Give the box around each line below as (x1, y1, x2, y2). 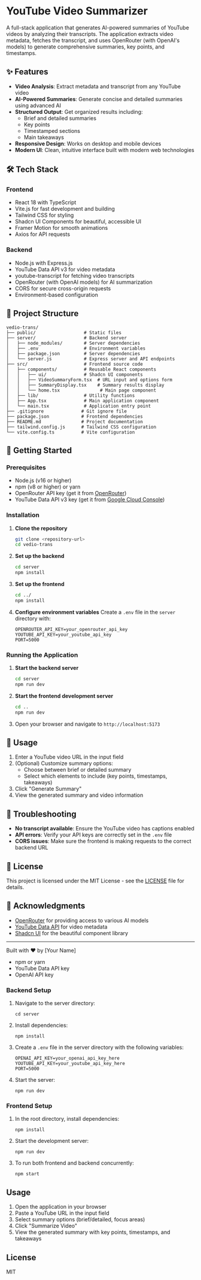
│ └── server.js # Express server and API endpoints (6, 356, 175, 362)
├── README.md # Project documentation (6, 418, 144, 424)
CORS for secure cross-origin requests (14, 284, 111, 292)
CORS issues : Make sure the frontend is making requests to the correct (14, 838, 191, 845)
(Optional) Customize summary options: (14, 760, 114, 767)
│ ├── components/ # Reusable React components (6, 366, 157, 372)
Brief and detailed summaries (23, 114, 97, 122)
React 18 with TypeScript (14, 199, 77, 206)
